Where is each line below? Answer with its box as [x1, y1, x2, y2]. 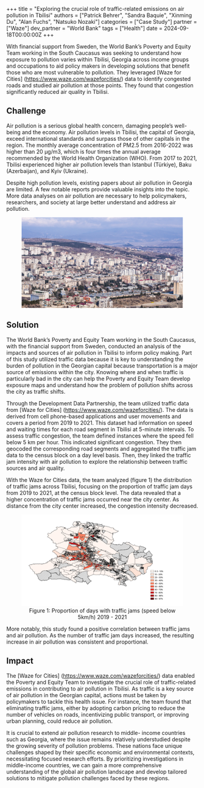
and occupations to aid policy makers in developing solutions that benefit [6, 62, 190, 69]
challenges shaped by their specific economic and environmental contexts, [6, 748, 195, 756]
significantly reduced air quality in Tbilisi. [6, 88, 110, 95]
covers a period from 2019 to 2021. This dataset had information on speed [6, 419, 192, 426]
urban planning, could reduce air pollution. [6, 717, 113, 725]
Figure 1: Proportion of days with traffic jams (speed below [29, 606, 176, 614]
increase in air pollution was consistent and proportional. [6, 638, 149, 645]
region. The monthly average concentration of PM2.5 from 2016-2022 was [6, 141, 194, 149]
